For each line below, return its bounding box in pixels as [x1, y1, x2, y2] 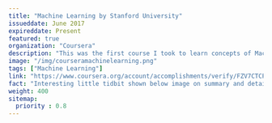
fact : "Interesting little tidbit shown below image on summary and [8, 79, 244, 87]
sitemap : [8, 95, 38, 103]
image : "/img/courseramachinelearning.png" [8, 57, 158, 66]
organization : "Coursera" [8, 42, 96, 50]
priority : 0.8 [15, 102, 67, 110]
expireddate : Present [8, 27, 82, 35]
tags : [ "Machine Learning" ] [8, 65, 104, 73]
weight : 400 [8, 87, 49, 95]
